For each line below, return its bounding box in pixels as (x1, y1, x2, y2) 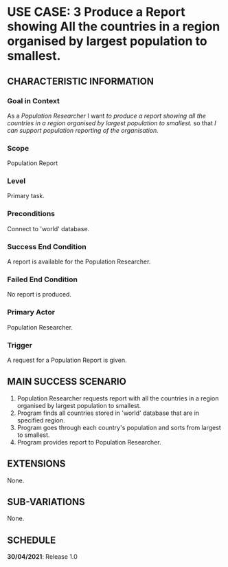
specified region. (16, 416, 65, 424)
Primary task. (7, 192, 45, 200)
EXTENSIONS (7, 458, 66, 470)
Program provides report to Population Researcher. (16, 438, 161, 446)
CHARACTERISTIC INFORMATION (7, 75, 155, 87)
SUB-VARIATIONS (7, 496, 85, 508)
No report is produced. (7, 290, 72, 299)
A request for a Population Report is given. (7, 356, 127, 364)
